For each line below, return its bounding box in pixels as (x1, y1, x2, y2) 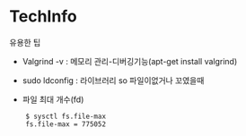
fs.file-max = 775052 (25, 119, 106, 129)
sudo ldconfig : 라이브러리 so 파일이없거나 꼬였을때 (22, 74, 205, 86)
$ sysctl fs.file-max (25, 112, 106, 121)
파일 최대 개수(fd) (22, 94, 84, 105)
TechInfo (9, 6, 78, 27)
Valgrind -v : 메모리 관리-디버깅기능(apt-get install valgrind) (22, 55, 238, 66)
